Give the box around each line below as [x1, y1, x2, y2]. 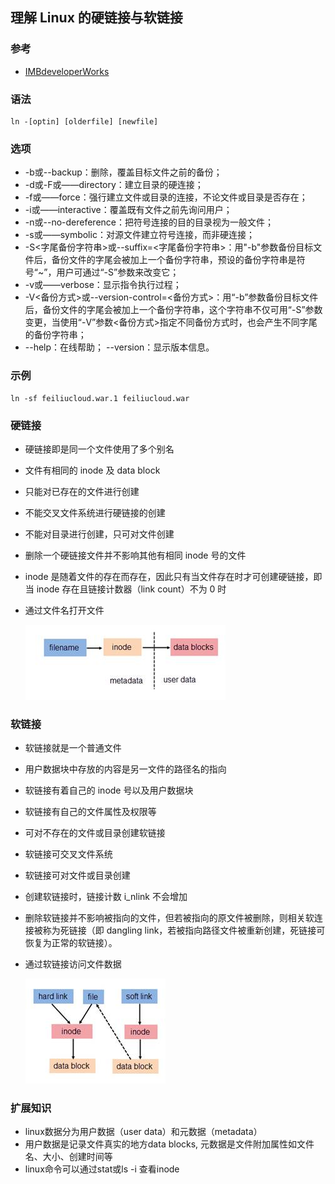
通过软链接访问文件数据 [24, 958, 122, 970]
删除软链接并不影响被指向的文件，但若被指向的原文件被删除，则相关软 [24, 912, 315, 924]
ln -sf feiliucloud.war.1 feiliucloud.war [10, 393, 190, 403]
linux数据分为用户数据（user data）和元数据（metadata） [24, 1126, 263, 1138]
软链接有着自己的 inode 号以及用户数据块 [24, 784, 194, 797]
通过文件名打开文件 [24, 604, 105, 616]
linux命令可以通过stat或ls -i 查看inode [24, 1163, 180, 1175]
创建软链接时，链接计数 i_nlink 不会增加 [24, 891, 188, 903]
